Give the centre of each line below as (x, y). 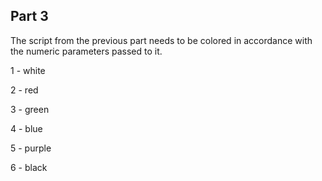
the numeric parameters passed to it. (86, 51)
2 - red (24, 90)
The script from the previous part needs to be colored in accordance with (161, 40)
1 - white (28, 70)
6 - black (29, 167)
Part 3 (29, 16)
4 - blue (26, 128)
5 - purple (31, 148)
